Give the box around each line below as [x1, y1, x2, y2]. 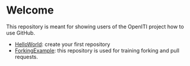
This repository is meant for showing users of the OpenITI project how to [6, 23, 184, 30]
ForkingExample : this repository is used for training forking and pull [14, 47, 180, 54]
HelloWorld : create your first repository [14, 41, 110, 48]
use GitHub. [6, 29, 36, 36]
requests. [14, 53, 39, 60]
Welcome [6, 4, 54, 17]
